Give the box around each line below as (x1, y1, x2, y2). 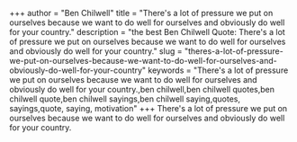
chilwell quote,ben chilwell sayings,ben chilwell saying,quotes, (9, 93, 241, 104)
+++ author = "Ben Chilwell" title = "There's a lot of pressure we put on (9, 8, 274, 18)
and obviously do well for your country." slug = (9, 46, 183, 57)
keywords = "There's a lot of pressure (148, 65, 289, 75)
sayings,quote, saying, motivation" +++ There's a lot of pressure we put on (9, 103, 288, 113)
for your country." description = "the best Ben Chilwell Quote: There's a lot (9, 27, 285, 37)
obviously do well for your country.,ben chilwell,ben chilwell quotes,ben (9, 84, 274, 94)
